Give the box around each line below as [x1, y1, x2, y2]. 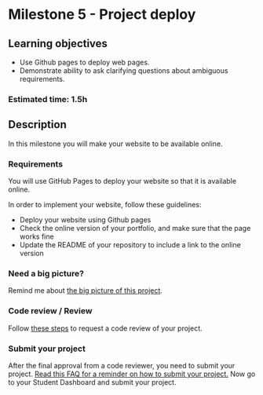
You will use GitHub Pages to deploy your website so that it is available [8, 177, 237, 186]
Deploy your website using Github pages [19, 215, 152, 225]
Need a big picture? [8, 268, 85, 279]
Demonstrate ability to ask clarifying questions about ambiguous [19, 66, 228, 75]
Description [8, 118, 67, 131]
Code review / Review [8, 305, 93, 316]
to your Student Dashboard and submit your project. [8, 377, 177, 386]
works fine [19, 232, 54, 241]
